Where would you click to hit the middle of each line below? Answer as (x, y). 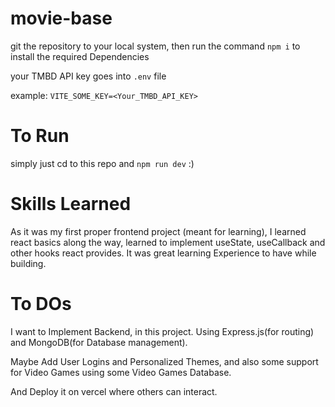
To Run (40, 136)
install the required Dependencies (80, 56)
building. (28, 263)
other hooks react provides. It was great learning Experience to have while (163, 253)
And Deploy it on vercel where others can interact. (114, 391)
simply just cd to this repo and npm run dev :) (102, 163)
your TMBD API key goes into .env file (88, 76)
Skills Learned (71, 204)
